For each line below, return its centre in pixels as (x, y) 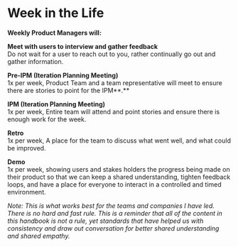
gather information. (36, 61)
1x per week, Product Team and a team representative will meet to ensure (115, 82)
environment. (27, 192)
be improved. (27, 148)
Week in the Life (56, 13)
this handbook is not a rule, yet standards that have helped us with (106, 221)
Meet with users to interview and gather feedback (83, 46)
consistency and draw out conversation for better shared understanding (113, 228)
